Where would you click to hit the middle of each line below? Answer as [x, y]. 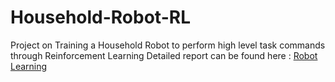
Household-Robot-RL [100, 17]
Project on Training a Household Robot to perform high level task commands [168, 45]
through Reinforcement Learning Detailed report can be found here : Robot [164, 55]
